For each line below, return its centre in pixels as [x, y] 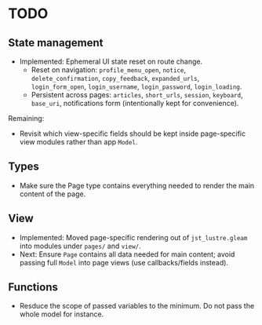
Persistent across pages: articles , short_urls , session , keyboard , [137, 95]
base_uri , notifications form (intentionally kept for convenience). [135, 103]
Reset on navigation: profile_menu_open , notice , [109, 70]
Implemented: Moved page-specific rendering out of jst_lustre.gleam [133, 237]
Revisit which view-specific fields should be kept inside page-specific [132, 133]
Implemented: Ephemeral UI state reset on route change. [111, 61]
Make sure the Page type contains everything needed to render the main [137, 185]
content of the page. [53, 194]
